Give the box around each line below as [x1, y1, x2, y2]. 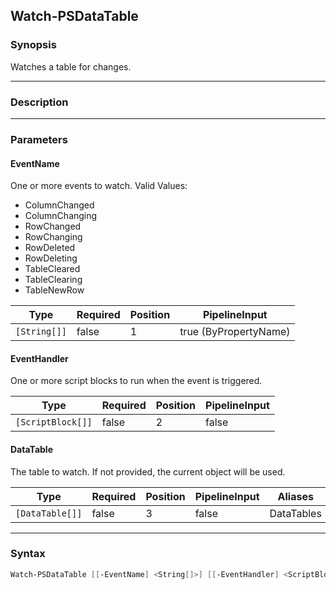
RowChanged [24, 220, 82, 233]
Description [10, 95, 69, 109]
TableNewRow [24, 284, 85, 296]
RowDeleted [24, 242, 76, 254]
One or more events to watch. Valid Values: [10, 180, 188, 192]
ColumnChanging [24, 210, 98, 222]
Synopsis [10, 38, 57, 52]
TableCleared [24, 263, 81, 275]
